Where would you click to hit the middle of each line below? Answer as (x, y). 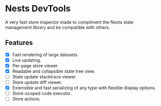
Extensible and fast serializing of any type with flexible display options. (84, 88)
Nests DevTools (38, 9)
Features (19, 43)
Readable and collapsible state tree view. (54, 71)
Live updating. (27, 60)
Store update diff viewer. (37, 82)
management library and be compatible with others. (58, 27)
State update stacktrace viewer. (44, 77)
